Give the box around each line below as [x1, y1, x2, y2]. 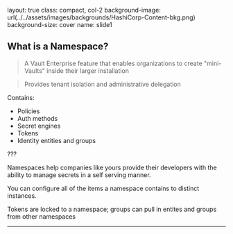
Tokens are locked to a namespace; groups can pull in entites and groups [7, 205, 217, 213]
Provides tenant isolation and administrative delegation [24, 80, 182, 88]
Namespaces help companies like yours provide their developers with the [7, 163, 217, 172]
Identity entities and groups [17, 136, 96, 144]
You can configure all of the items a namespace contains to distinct [7, 184, 200, 192]
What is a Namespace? [7, 41, 109, 53]
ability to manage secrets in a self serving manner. [7, 170, 151, 179]
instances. [7, 191, 37, 200]
